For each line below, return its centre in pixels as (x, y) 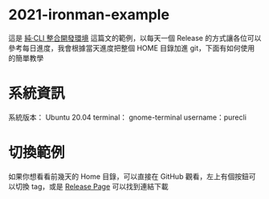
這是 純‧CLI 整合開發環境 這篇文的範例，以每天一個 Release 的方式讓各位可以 (135, 38)
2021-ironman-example (89, 15)
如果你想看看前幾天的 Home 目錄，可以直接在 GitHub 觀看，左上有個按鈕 (128, 176)
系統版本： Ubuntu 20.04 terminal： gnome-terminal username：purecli (128, 117)
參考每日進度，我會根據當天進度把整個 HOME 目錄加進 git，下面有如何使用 (132, 48)
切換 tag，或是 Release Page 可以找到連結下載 (92, 186)
